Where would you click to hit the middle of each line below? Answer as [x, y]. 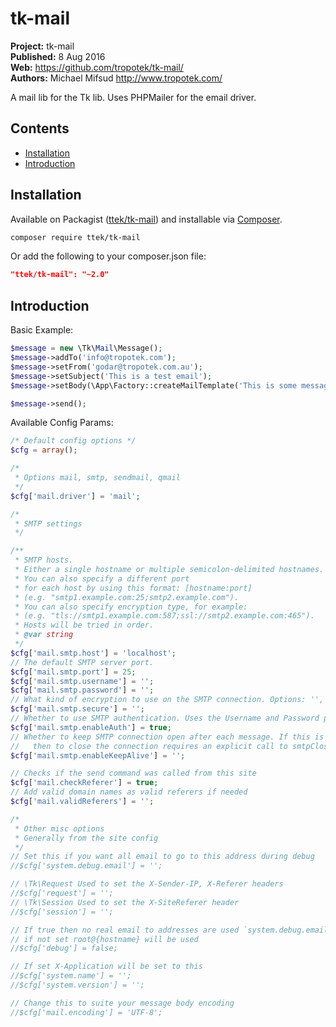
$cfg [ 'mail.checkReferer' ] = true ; [84, 783]
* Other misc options [59, 828]
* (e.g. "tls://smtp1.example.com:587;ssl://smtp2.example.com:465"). [164, 616]
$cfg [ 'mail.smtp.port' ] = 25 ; [73, 672]
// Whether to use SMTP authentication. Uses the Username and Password [165, 718]
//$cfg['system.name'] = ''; [71, 976]
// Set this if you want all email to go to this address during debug [162, 857]
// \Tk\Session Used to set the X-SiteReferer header [125, 902]
